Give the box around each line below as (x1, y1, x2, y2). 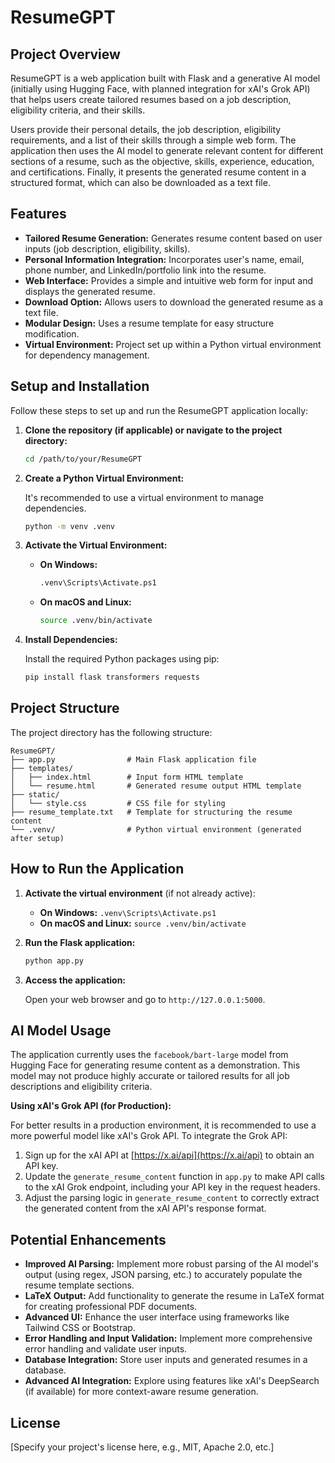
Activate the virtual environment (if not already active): (24, 887, 256, 899)
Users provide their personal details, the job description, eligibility (10, 124, 282, 135)
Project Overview (10, 46, 121, 63)
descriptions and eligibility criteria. (10, 1081, 153, 1093)
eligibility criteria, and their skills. (10, 104, 146, 116)
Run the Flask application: (24, 936, 136, 948)
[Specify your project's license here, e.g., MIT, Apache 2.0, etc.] (10, 1441, 275, 1453)
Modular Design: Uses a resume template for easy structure (24, 317, 275, 329)
